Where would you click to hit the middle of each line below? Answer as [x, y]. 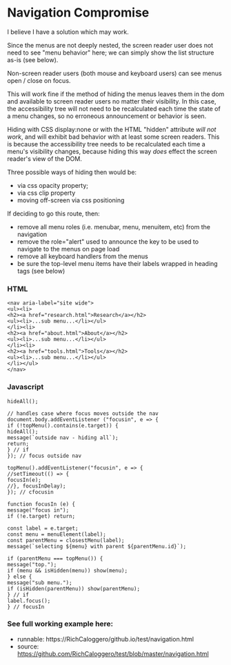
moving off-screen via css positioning [71, 200]
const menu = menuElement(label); [57, 534]
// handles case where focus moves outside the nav [83, 413]
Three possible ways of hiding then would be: [72, 172]
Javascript [26, 387]
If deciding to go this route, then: [53, 213]
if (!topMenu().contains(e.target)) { [63, 425]
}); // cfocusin [30, 492]
